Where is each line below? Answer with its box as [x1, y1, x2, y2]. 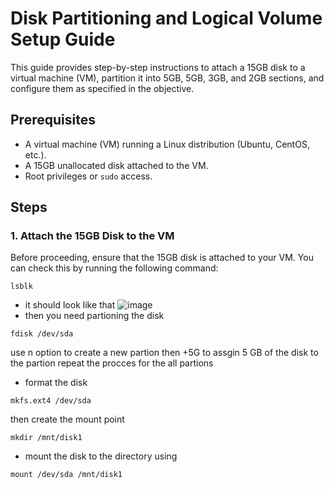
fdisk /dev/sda [10, 329, 74, 339]
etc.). [24, 148, 47, 161]
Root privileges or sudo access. [24, 170, 153, 182]
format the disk [24, 377, 88, 389]
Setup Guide [10, 28, 116, 51]
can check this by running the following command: [10, 262, 219, 274]
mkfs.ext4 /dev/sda [10, 396, 92, 406]
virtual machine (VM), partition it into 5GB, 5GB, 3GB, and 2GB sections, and [10, 72, 325, 84]
